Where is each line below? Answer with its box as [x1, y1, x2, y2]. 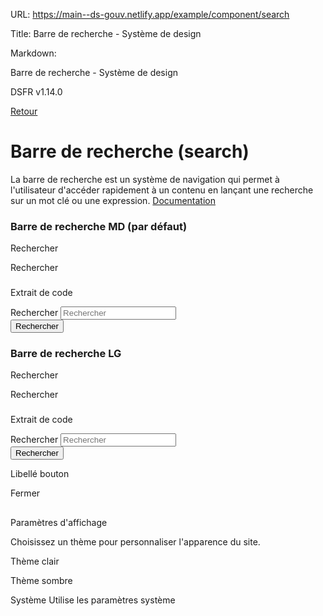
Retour [10, 105, 38, 117]
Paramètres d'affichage [10, 516, 108, 528]
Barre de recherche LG [10, 347, 122, 361]
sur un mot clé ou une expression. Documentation [10, 194, 216, 206]
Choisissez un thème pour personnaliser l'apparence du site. [10, 535, 261, 548]
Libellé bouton [10, 468, 70, 480]
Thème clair [10, 555, 60, 567]
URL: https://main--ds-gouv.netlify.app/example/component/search [10, 9, 290, 20]
